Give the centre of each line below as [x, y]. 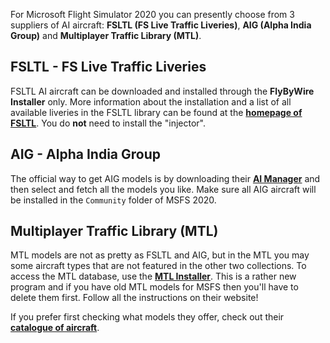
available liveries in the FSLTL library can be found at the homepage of [156, 112]
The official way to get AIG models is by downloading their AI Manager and [165, 178]
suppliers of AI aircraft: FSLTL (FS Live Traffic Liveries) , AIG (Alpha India [161, 25]
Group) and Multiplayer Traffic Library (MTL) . [106, 35]
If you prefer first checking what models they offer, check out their [147, 317]
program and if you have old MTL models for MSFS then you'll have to [154, 287]
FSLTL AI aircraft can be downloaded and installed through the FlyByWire [162, 91]
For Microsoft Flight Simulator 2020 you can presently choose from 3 [152, 14]
